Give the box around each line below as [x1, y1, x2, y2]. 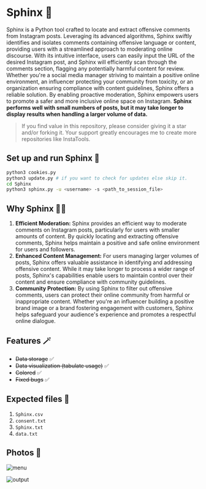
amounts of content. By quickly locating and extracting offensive [15, 233, 179, 240]
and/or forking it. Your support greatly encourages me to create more [21, 129, 197, 136]
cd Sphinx [6, 181, 32, 187]
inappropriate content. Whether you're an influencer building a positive [15, 298, 194, 305]
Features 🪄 [6, 336, 51, 346]
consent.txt [15, 418, 46, 424]
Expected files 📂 [6, 394, 70, 404]
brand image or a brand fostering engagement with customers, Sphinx [15, 305, 193, 312]
